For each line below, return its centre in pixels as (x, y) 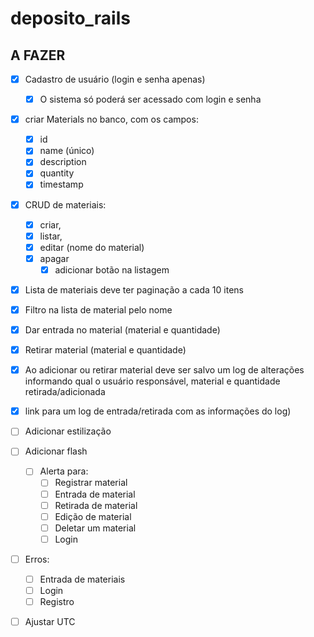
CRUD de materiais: (65, 204)
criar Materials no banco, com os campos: (111, 119)
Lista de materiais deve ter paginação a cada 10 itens (134, 289)
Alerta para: (64, 471)
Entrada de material (95, 494)
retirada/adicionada (65, 392)
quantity (57, 173)
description (63, 162)
